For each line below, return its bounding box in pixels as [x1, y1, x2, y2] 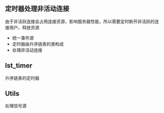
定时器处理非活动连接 [5, 4, 69, 13]
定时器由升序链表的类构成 [12, 41, 64, 47]
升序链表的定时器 [5, 75, 40, 81]
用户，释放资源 [9, 24, 40, 30]
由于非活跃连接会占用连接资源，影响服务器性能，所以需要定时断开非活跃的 [5, 19, 155, 24]
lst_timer [5, 61, 33, 70]
